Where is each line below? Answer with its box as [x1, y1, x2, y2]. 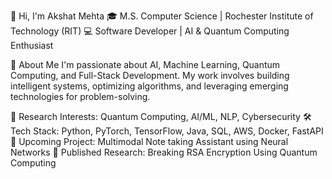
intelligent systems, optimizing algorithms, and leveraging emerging [10, 80, 289, 92]
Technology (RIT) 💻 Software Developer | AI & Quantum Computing [10, 25, 290, 37]
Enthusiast [10, 40, 54, 51]
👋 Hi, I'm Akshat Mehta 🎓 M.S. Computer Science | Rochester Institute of [10, 10, 314, 22]
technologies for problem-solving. [10, 91, 151, 102]
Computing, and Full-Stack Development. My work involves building [10, 70, 290, 81]
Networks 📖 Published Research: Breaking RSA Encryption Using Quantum [10, 146, 318, 158]
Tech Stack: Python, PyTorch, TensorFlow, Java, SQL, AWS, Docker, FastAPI [10, 125, 324, 137]
